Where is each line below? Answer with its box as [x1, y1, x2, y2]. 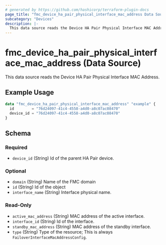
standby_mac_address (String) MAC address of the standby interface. [12, 224, 152, 230]
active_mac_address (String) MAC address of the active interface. [12, 213, 145, 219]
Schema [5, 129, 31, 137]
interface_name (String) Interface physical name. [12, 189, 112, 195]
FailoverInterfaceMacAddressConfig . [12, 234, 87, 240]
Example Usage [5, 88, 54, 97]
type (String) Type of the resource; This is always [12, 229, 113, 235]
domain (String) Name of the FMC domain [12, 179, 96, 185]
